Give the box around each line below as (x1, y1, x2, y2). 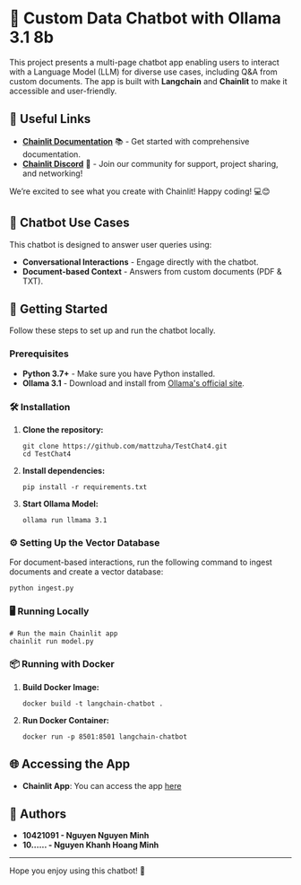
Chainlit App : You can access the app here (21, 780, 182, 791)
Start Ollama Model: (21, 498, 99, 509)
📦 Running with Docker (9, 658, 115, 670)
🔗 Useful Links (9, 111, 91, 127)
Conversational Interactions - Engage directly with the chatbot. (21, 256, 259, 267)
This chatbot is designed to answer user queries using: (9, 239, 212, 250)
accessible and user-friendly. (9, 85, 117, 96)
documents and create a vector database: (9, 566, 164, 577)
